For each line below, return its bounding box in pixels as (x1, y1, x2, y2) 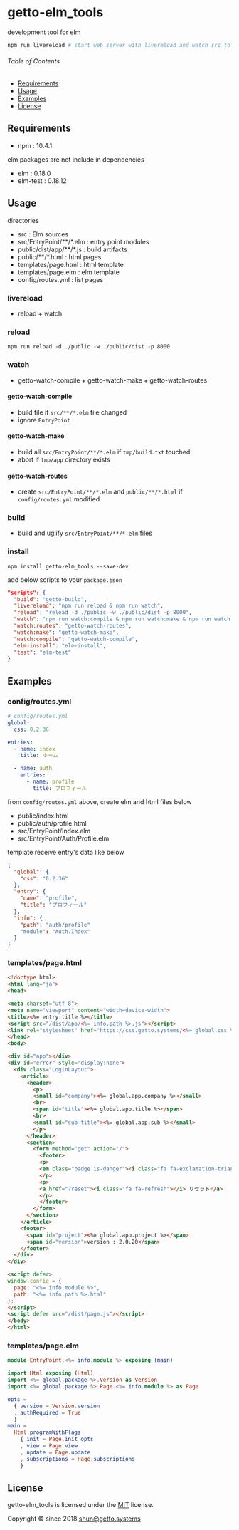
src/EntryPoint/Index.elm (17, 826, 91, 835)
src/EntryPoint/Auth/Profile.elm (17, 834, 110, 843)
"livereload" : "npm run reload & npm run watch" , (14, 603, 164, 610)
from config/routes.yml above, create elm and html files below (7, 797, 192, 806)
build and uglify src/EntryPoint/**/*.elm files (17, 529, 153, 538)
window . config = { (7, 1278, 62, 1285)
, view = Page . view (20, 1442, 78, 1450)
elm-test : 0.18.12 (17, 176, 67, 185)
